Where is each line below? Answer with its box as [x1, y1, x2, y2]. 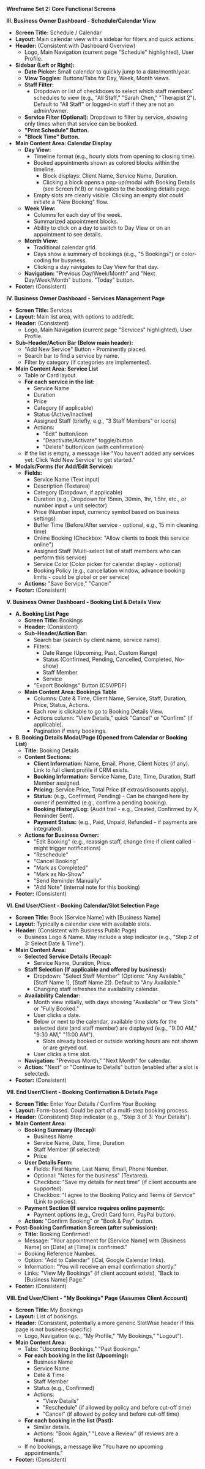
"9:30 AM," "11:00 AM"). [33, 1031, 95, 1038]
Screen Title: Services [15, 306, 72, 314]
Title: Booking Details [24, 747, 80, 754]
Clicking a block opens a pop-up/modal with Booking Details [42, 179, 196, 186]
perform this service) [33, 554, 87, 561]
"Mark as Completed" [33, 864, 89, 871]
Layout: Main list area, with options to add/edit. [15, 313, 135, 320]
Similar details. [33, 1424, 71, 1430]
